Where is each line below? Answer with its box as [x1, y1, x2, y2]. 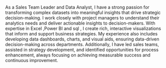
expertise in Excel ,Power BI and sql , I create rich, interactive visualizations [5, 25, 161, 31]
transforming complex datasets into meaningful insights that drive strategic [5, 9, 161, 15]
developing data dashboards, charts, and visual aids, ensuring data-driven [5, 36, 159, 42]
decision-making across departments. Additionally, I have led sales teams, [5, 41, 159, 47]
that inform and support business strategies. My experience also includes [5, 31, 158, 36]
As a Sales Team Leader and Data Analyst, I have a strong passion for [5, 4, 150, 10]
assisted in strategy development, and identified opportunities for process [5, 47, 159, 52]
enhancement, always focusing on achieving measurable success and [5, 52, 151, 58]
